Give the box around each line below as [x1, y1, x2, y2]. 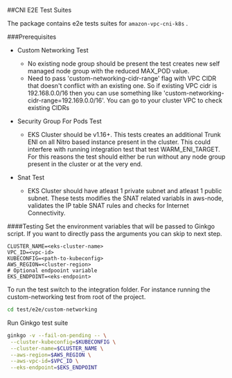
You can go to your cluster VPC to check [106, 96, 223, 105]
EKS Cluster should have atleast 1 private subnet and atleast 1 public [27, 187, 222, 195]
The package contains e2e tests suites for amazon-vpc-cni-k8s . [7, 19, 188, 27]
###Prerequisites [7, 33, 57, 41]
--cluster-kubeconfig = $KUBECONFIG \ [10, 339, 116, 345]
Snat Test [17, 173, 45, 181]
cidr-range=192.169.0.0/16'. [27, 96, 105, 105]
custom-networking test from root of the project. [7, 293, 146, 300]
